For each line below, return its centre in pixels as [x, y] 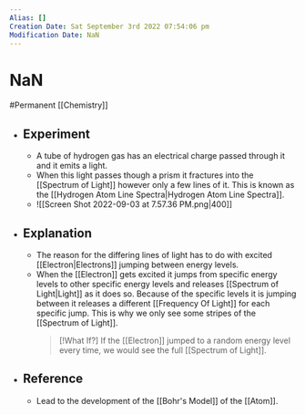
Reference [53, 379]
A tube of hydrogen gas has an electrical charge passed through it [160, 156]
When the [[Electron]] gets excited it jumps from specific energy [157, 274]
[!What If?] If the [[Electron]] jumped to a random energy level [175, 340]
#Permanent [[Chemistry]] [59, 105]
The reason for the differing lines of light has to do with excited [154, 254]
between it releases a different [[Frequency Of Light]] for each [153, 303]
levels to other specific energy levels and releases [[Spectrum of [158, 284]
